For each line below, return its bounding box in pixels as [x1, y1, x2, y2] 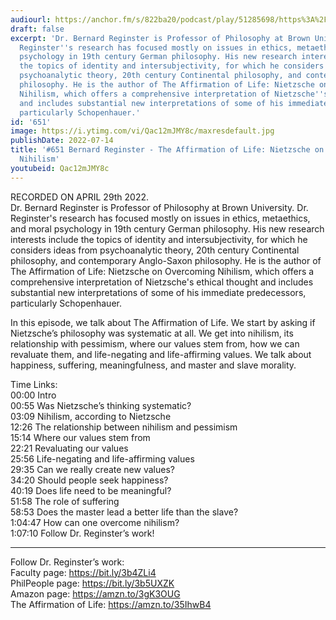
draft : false [10, 24, 65, 34]
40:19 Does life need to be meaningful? [10, 484, 172, 496]
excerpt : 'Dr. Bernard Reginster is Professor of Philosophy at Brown [10, 33, 311, 43]
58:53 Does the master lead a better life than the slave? [10, 506, 239, 518]
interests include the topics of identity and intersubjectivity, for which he [10, 233, 308, 245]
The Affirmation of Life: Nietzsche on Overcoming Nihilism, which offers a [10, 265, 315, 277]
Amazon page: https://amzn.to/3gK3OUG [10, 587, 181, 600]
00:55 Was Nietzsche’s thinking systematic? [10, 399, 192, 411]
